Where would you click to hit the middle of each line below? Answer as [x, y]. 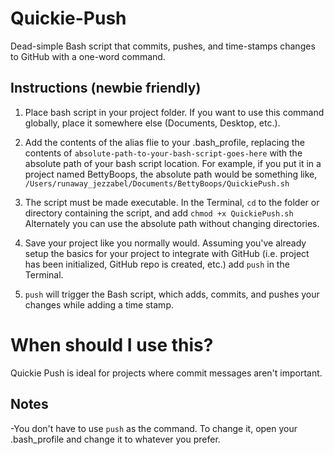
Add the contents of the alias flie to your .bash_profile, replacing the [164, 142]
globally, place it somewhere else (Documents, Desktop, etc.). [152, 123]
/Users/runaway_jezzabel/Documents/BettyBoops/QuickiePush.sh [157, 183]
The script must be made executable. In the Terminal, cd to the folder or [172, 202]
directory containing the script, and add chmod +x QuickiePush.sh [159, 213]
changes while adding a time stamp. [99, 304]
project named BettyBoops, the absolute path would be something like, [171, 174]
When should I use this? [112, 344]
